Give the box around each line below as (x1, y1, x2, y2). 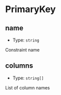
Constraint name (5, 47, 40, 53)
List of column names (5, 84, 50, 90)
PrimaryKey (5, 4, 56, 15)
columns (5, 62, 33, 70)
